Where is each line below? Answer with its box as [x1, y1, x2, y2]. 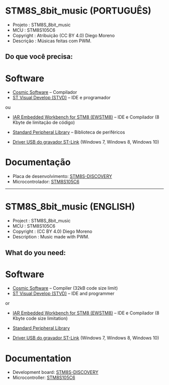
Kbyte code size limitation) [12, 315, 68, 322]
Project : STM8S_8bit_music [12, 218, 71, 224]
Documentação [5, 157, 71, 168]
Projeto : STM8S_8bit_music [12, 22, 71, 28]
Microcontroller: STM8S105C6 [12, 374, 75, 380]
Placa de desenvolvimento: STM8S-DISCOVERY [12, 173, 112, 179]
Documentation [5, 353, 72, 364]
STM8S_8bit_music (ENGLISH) [5, 201, 135, 213]
